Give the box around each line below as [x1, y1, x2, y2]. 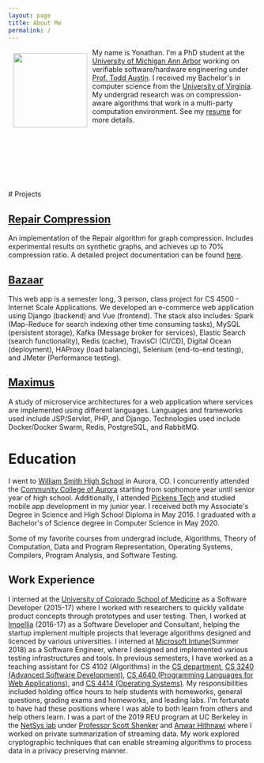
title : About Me [8, 19, 62, 27]
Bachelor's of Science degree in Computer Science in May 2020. [8, 518, 220, 527]
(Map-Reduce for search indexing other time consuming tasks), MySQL [8, 320, 241, 328]
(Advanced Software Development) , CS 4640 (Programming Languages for [8, 670, 254, 679]
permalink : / [8, 26, 51, 34]
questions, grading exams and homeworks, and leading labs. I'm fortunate [8, 695, 250, 704]
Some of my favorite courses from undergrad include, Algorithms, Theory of [8, 533, 257, 543]
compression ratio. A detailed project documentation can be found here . [8, 250, 243, 260]
